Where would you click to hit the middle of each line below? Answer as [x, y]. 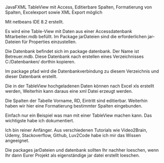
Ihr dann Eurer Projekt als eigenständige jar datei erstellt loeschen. [73, 155]
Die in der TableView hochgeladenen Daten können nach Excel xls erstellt [80, 86]
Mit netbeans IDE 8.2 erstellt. [34, 22]
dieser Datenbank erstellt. [31, 76]
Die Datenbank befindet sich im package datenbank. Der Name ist [72, 51]
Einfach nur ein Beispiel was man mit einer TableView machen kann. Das [79, 115]
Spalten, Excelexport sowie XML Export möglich [54, 12]
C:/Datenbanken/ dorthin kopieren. [40, 62]
